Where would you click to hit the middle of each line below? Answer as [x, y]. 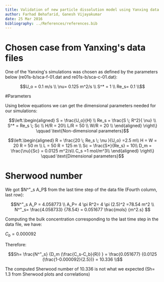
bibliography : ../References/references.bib [51, 23]
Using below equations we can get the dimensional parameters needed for [81, 106]
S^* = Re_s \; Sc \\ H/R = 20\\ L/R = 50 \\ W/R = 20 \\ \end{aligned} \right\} [82, 125]
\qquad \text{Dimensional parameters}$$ [82, 156]
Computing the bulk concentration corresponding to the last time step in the [82, 219]
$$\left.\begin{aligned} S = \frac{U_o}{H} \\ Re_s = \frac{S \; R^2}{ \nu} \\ [82, 121]
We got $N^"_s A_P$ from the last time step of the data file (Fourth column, [81, 189]
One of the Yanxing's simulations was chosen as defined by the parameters [82, 72]
